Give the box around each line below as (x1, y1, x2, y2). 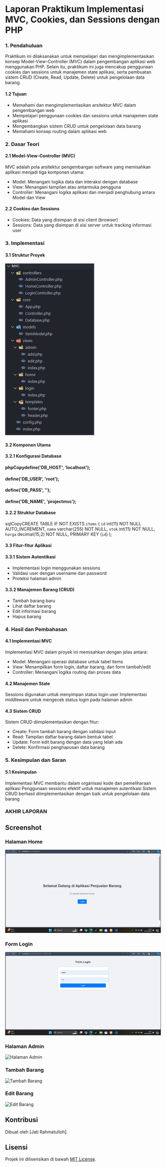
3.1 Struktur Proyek (5, 252, 45, 258)
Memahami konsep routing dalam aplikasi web (12, 128, 107, 134)
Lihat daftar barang (12, 603, 52, 609)
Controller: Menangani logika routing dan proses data (12, 669, 121, 675)
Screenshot (5, 823, 42, 832)
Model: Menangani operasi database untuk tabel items (12, 659, 124, 665)
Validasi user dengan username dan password (12, 570, 107, 576)
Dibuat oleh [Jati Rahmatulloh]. (5, 1129, 68, 1135)
